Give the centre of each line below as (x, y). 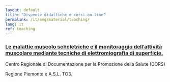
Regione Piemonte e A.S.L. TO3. (39, 74)
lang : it (15, 24)
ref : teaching (20, 29)
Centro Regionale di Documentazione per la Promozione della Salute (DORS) (85, 64)
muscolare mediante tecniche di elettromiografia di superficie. (84, 53)
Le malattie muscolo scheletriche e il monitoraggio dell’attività (84, 47)
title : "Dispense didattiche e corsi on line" (55, 15)
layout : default (22, 10)
